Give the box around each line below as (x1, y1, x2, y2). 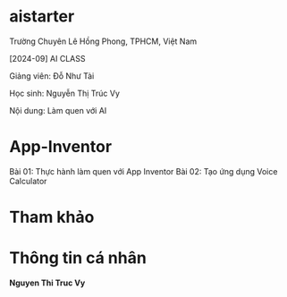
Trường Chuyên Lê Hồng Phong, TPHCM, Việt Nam (9, 36, 198, 47)
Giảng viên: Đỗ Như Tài (9, 70, 95, 81)
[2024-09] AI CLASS (9, 53, 86, 64)
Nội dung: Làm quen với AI (9, 105, 107, 115)
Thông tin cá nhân (9, 248, 148, 268)
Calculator (9, 175, 47, 186)
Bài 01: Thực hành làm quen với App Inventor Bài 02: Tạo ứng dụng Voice (9, 165, 278, 176)
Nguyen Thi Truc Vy (9, 277, 86, 288)
